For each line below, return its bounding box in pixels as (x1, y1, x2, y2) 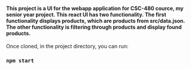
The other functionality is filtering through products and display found (6, 24, 182, 31)
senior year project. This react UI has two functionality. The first (6, 11, 167, 18)
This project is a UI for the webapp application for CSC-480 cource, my (6, 5, 184, 12)
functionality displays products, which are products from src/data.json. (6, 17, 186, 24)
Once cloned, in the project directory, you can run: (6, 43, 129, 50)
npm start (6, 58, 34, 64)
